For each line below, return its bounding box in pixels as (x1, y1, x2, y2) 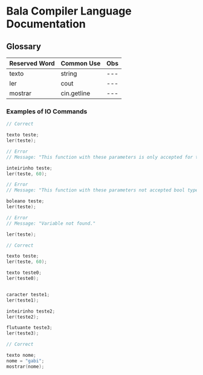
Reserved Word (9, 59, 56, 67)
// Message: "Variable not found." (6, 220, 96, 227)
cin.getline (60, 89, 91, 98)
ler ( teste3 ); (6, 330, 39, 337)
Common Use (60, 59, 101, 67)
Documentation (6, 17, 86, 31)
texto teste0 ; (6, 270, 42, 276)
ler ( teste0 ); (6, 276, 39, 282)
